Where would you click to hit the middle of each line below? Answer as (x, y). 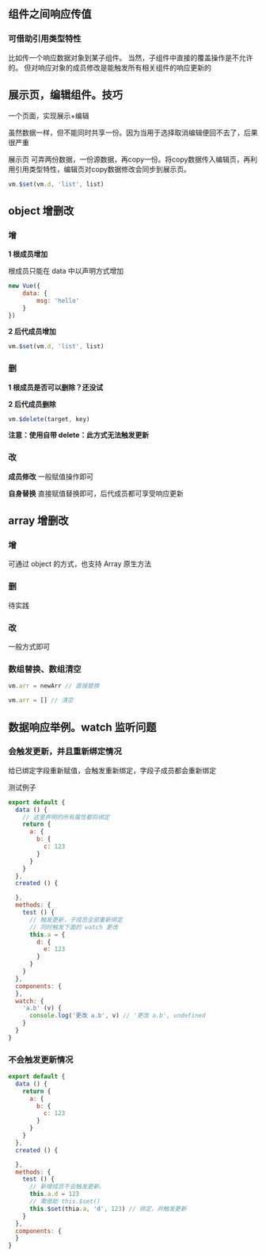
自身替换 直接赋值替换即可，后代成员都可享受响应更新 (96, 493)
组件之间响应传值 (50, 14)
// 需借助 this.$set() (65, 1201)
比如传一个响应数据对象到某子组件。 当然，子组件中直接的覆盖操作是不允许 (131, 57)
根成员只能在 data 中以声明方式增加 (66, 271)
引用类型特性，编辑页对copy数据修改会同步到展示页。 (103, 169)
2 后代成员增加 (32, 331)
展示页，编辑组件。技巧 (65, 95)
